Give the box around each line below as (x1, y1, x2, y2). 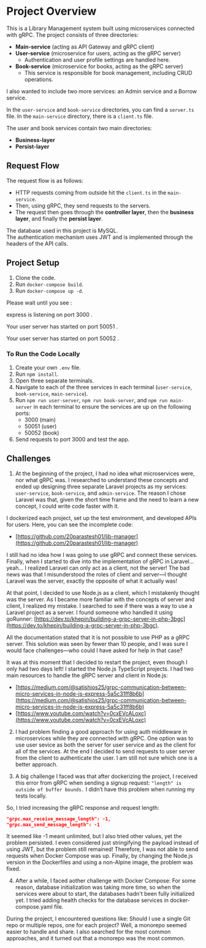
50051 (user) (24, 422, 57, 430)
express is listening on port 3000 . (6, 311, 93, 318)
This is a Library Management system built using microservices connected (6, 25, 195, 32)
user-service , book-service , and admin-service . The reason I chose (15, 489, 186, 497)
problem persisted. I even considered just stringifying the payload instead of (6, 839, 199, 847)
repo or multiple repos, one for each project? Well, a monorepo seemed (6, 922, 187, 929)
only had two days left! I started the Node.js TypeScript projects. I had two (6, 665, 194, 672)
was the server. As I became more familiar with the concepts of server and (6, 596, 195, 603)
